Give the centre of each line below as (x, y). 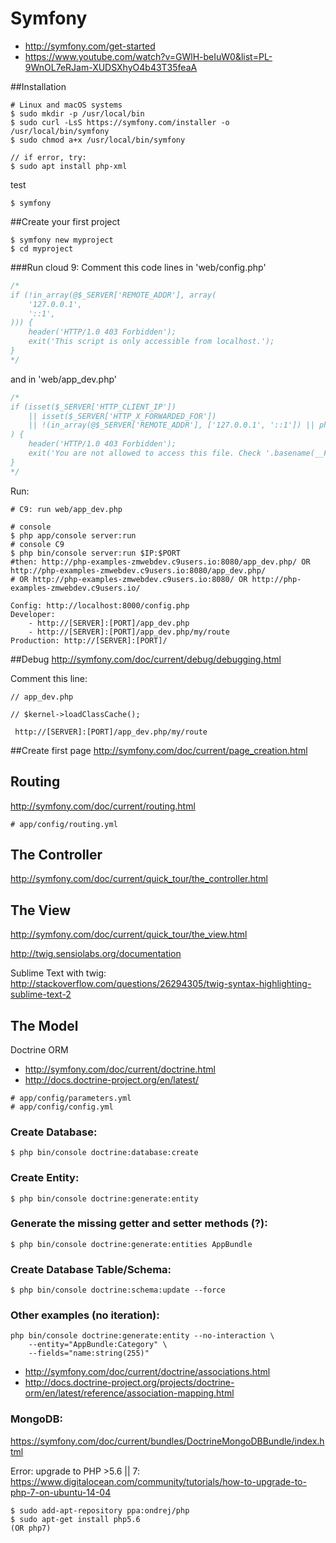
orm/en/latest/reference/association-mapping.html (129, 1393)
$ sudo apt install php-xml (69, 166)
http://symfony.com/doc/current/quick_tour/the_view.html (129, 934)
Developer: (33, 614)
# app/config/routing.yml (64, 824)
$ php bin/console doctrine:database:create (104, 1153)
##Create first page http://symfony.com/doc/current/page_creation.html (159, 750)
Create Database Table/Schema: (91, 1269)
